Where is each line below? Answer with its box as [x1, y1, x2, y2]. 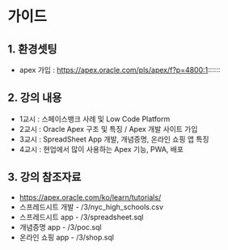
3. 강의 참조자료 [7, 171, 82, 184]
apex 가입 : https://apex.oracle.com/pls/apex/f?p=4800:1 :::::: [19, 66, 221, 74]
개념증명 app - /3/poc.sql [19, 222, 102, 231]
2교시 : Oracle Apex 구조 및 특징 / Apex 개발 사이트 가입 [19, 124, 198, 133]
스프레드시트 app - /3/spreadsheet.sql [19, 212, 144, 222]
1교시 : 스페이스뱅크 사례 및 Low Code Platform [19, 114, 171, 124]
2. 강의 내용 [7, 91, 62, 105]
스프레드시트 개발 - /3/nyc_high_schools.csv [19, 201, 163, 211]
